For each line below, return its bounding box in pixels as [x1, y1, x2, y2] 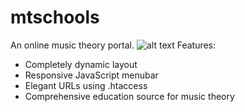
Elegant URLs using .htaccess [24, 79, 148, 91]
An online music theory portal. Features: [10, 39, 217, 51]
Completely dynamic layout [24, 58, 138, 70]
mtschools [10, 6, 100, 29]
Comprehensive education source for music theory [24, 90, 235, 102]
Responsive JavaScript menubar [24, 69, 159, 81]
